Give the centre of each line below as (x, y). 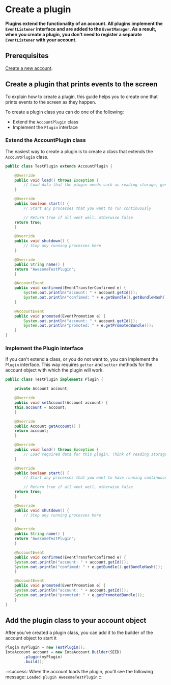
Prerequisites (27, 56)
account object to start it (31, 638)
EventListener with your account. (41, 40)
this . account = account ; (41, 407)
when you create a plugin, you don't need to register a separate (74, 34)
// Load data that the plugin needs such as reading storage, (91, 185)
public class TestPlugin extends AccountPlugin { (59, 166)
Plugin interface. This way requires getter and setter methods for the (79, 365)
